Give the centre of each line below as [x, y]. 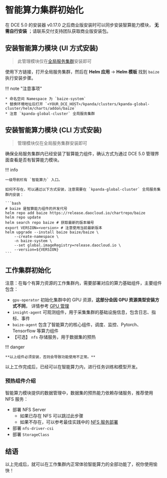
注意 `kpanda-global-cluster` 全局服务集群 [52, 114]
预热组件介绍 [21, 381]
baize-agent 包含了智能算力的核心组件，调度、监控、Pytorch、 [77, 325]
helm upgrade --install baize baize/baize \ [52, 232]
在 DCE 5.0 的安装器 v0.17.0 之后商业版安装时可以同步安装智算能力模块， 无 [82, 25]
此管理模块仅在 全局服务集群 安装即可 [54, 61]
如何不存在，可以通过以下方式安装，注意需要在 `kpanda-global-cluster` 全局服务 [81, 189]
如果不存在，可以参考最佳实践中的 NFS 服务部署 [69, 422]
